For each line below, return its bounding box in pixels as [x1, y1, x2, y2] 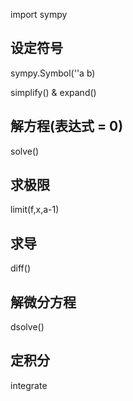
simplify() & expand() [10, 86, 97, 98]
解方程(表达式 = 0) [10, 118, 124, 135]
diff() [10, 262, 31, 274]
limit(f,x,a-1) [10, 204, 60, 216]
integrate [10, 379, 48, 391]
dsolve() [10, 321, 45, 333]
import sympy [10, 9, 68, 20]
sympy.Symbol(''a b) [10, 67, 96, 79]
